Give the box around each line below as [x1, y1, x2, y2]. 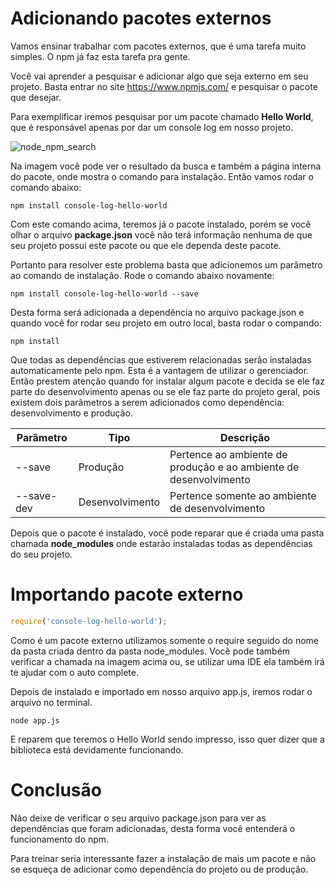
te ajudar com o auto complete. [10, 666, 139, 678]
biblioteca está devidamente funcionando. [10, 743, 184, 756]
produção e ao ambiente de [169, 460, 300, 474]
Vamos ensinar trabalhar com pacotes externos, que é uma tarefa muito [10, 40, 307, 52]
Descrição [220, 430, 271, 444]
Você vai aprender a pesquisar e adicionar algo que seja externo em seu [10, 70, 309, 82]
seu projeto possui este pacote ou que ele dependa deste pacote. [10, 239, 282, 251]
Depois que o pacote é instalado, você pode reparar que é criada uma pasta [10, 527, 325, 539]
